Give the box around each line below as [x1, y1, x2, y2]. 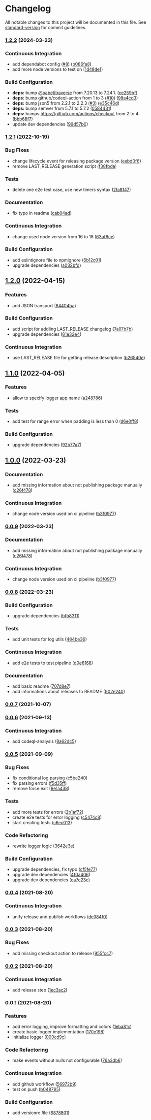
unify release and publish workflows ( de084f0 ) [12, 914, 108, 920]
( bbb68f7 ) [12, 116, 33, 122]
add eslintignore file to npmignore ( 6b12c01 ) [12, 257, 102, 263]
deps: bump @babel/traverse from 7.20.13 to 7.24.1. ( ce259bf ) [12, 90, 138, 96]
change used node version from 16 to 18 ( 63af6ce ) [12, 233, 115, 239]
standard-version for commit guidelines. [5, 24, 87, 30]
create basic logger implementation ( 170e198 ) [12, 1029, 105, 1035]
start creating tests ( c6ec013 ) [12, 819, 72, 825]
